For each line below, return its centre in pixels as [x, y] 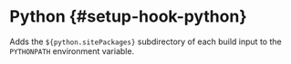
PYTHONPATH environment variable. [72, 50]
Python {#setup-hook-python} [129, 17]
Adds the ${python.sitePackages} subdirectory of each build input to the [145, 41]
